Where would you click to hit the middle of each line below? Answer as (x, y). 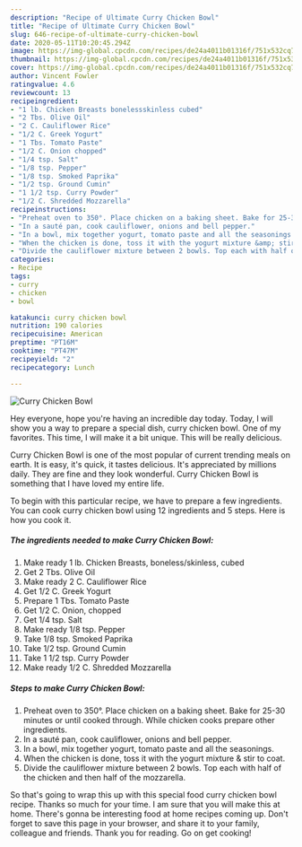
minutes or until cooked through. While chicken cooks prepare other (149, 720)
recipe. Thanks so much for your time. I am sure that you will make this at (145, 805)
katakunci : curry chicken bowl (69, 318)
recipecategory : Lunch (52, 367)
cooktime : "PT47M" (44, 351)
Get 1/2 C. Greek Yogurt (67, 591)
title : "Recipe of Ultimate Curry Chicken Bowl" (103, 26)
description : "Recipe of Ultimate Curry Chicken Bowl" (115, 17)
